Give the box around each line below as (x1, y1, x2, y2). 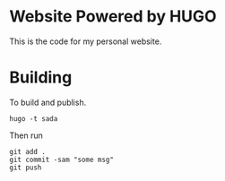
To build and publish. (9, 97, 87, 108)
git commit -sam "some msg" (9, 155, 115, 164)
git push (9, 163, 42, 172)
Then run (9, 130, 43, 141)
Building (9, 67, 73, 88)
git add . (9, 147, 47, 156)
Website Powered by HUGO (9, 6, 217, 27)
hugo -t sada (9, 114, 58, 123)
